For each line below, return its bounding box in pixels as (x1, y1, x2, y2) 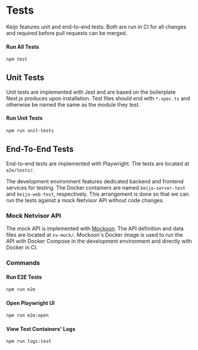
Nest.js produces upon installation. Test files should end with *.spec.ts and (6, 94, 190, 101)
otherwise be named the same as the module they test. (6, 101, 140, 108)
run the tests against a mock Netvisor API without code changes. (6, 196, 164, 203)
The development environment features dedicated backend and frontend (6, 177, 184, 184)
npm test (6, 56, 28, 62)
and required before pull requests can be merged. (6, 29, 128, 36)
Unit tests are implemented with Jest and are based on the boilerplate (6, 88, 176, 96)
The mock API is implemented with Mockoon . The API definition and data (6, 225, 184, 232)
